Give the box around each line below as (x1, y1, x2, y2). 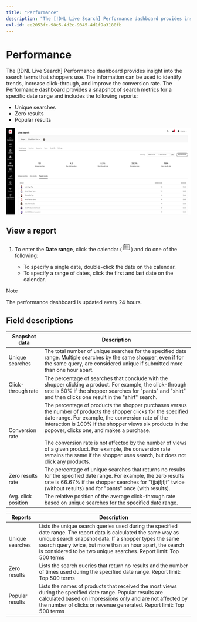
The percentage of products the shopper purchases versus (44, 401, 187, 408)
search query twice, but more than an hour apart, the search (39, 541, 185, 548)
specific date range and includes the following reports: (6, 92, 138, 99)
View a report (6, 226, 57, 236)
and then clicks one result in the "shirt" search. (44, 393, 158, 400)
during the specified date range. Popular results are (39, 589, 163, 596)
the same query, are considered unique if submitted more (44, 360, 183, 367)
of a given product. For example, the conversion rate (44, 445, 171, 453)
